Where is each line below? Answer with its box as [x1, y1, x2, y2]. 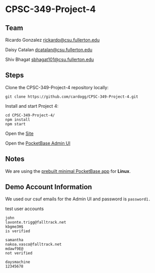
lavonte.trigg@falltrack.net [5, 220, 66, 225]
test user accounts [5, 206, 44, 212]
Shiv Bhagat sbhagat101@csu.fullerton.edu [5, 56, 94, 62]
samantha [5, 238, 24, 243]
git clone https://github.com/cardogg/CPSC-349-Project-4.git [5, 94, 138, 99]
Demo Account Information [5, 183, 92, 191]
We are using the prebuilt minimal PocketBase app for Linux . [5, 168, 131, 174]
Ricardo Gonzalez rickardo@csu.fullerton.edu [5, 37, 100, 43]
